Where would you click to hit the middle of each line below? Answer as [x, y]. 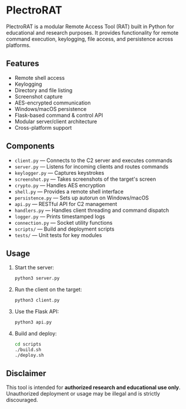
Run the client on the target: [48, 290]
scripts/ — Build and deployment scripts [64, 229]
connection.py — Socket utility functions [63, 222]
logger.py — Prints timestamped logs [60, 216]
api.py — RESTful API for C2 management [66, 204]
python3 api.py [33, 322]
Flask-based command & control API [59, 115]
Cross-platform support [43, 127]
